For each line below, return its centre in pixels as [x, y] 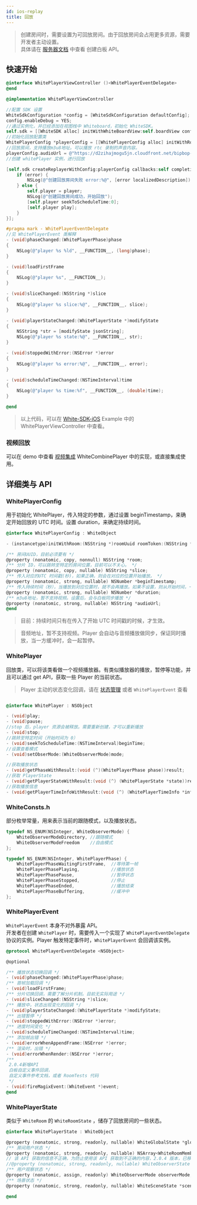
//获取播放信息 [22, 787]
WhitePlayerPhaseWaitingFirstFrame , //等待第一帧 [78, 864]
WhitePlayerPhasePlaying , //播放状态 [75, 870]
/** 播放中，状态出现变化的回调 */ [44, 1005]
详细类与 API [29, 484]
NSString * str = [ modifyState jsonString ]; [71, 332]
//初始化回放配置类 [26, 137]
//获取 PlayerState [29, 776]
